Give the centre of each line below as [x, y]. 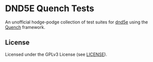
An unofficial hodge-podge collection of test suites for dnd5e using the [76, 22]
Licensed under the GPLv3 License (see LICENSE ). [56, 54]
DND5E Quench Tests [50, 9]
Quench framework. [25, 27]
